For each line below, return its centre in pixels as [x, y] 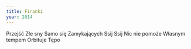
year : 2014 [19, 17]
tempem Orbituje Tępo [33, 40]
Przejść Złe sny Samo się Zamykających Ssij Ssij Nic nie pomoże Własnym [96, 33]
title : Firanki [25, 11]
